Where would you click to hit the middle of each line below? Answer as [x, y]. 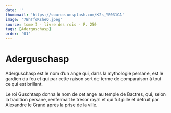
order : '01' [18, 34]
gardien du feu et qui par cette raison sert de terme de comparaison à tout [83, 78]
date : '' [15, 10]
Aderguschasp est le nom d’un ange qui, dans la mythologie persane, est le [84, 73]
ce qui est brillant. [24, 84]
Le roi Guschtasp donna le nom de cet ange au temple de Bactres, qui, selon [86, 94]
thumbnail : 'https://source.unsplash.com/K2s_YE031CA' [65, 15]
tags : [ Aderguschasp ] [28, 29]
